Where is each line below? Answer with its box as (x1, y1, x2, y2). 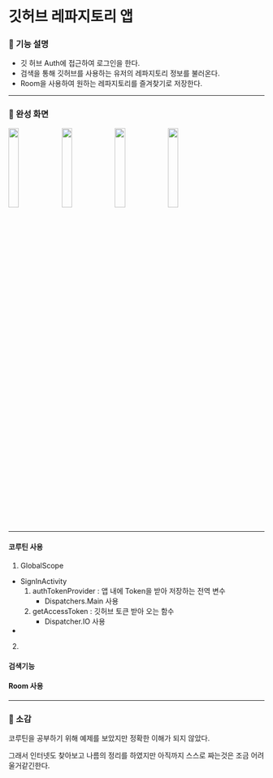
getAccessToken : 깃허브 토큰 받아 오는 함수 (32, 606, 175, 616)
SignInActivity (19, 576, 67, 586)
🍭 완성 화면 (8, 109, 49, 120)
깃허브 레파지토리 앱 (8, 7, 134, 26)
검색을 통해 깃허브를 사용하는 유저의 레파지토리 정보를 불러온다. (19, 68, 221, 78)
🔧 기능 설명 (8, 38, 49, 50)
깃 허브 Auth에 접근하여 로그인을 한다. (19, 58, 141, 68)
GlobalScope (19, 560, 64, 570)
